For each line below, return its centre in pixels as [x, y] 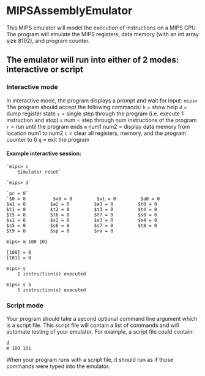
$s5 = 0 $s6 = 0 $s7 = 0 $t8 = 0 [82, 225]
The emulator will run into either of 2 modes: [93, 60]
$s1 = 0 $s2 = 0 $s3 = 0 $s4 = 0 [82, 220]
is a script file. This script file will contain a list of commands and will [93, 325]
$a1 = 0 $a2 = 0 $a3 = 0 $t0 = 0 [82, 204]
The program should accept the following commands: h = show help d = [97, 107]
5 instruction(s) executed [52, 290]
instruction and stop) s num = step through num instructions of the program [102, 120]
